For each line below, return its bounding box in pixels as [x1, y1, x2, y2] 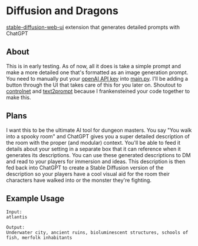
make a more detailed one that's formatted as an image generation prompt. [6, 69, 189, 76]
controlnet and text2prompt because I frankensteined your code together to [6, 87, 190, 95]
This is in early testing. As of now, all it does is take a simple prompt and [6, 62, 181, 69]
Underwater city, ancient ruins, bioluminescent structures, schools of [6, 230, 189, 236]
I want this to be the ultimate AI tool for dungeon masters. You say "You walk [6, 127, 192, 134]
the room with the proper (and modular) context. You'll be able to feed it [6, 139, 181, 146]
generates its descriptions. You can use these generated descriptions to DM [6, 151, 191, 158]
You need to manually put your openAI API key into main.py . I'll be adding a [6, 75, 189, 82]
